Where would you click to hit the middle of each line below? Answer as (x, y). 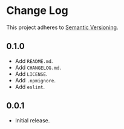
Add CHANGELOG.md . (38, 67)
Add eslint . (30, 87)
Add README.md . (34, 61)
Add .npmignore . (35, 80)
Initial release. (32, 120)
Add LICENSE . (31, 74)
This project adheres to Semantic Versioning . (62, 27)
